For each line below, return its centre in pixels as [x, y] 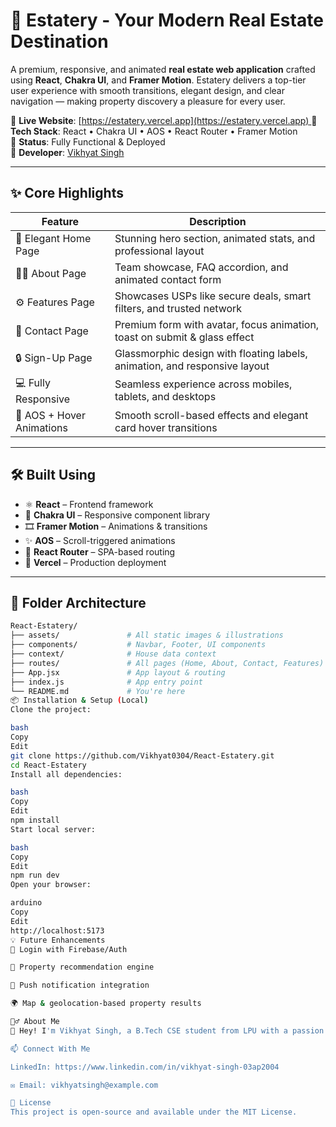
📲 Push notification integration [80, 985]
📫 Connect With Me [50, 1049]
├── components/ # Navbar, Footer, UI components [138, 645]
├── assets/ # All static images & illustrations [147, 635]
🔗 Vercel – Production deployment [95, 562]
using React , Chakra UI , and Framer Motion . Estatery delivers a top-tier [158, 80]
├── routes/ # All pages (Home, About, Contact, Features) [167, 663]
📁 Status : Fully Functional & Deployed [88, 141]
